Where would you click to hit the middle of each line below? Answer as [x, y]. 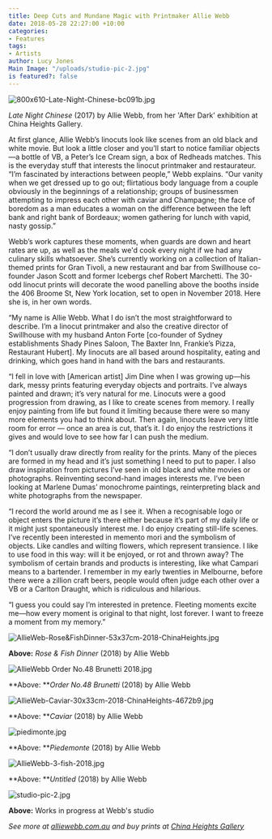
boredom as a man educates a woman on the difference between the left [130, 209]
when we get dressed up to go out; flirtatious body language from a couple [134, 183]
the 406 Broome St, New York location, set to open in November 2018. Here [135, 293]
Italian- [249, 258]
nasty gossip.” [32, 226]
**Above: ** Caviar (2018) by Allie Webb [76, 716]
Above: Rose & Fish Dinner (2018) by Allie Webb [89, 653]
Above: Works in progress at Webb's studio [81, 810]
